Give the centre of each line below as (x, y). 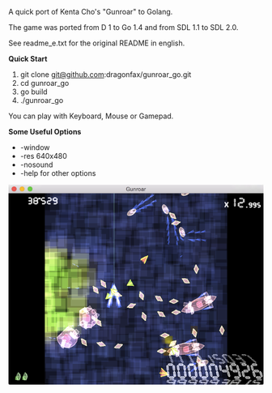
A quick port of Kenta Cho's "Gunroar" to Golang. (91, 12)
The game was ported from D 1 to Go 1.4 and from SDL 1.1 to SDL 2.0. (123, 27)
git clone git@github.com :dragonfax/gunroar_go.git (106, 75)
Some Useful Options (45, 132)
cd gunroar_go (45, 83)
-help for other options (58, 173)
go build (34, 92)
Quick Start (28, 59)
